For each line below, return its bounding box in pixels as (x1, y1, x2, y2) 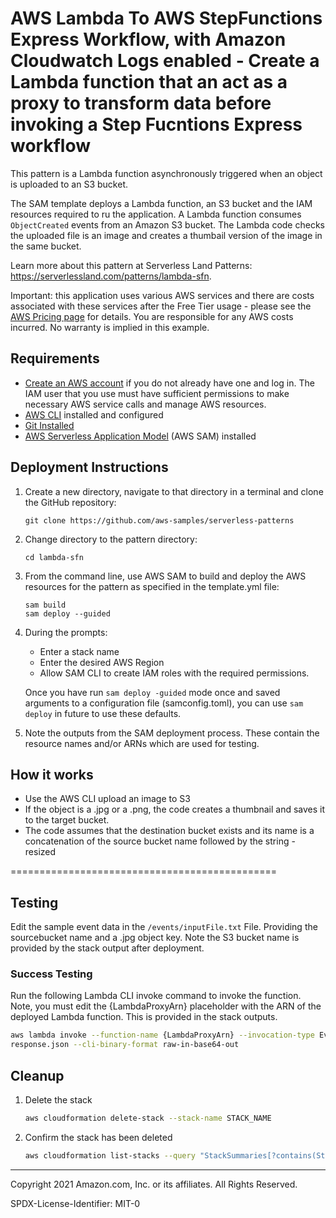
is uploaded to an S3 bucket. (10, 178, 129, 190)
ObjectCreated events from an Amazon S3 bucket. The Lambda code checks (10, 218, 325, 231)
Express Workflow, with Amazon (10, 28, 287, 51)
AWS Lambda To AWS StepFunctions (10, 7, 323, 30)
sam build (24, 600, 67, 610)
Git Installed (24, 419, 75, 431)
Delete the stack (24, 1094, 93, 1106)
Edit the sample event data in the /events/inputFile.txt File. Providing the (10, 921, 318, 933)
